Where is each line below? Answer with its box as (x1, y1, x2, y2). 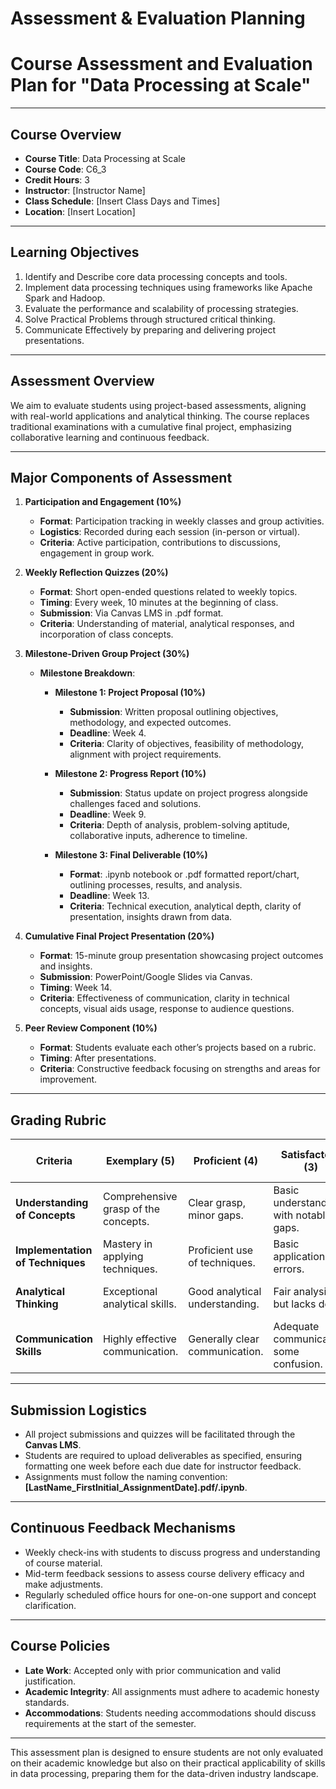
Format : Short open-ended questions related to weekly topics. (39, 586, 298, 598)
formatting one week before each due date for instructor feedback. (24, 1460, 302, 1472)
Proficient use (188, 1243, 254, 1257)
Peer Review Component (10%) (24, 1022, 158, 1034)
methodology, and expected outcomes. (69, 717, 232, 729)
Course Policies (10, 1638, 111, 1655)
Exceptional (102, 1285, 158, 1299)
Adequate (273, 1320, 320, 1334)
